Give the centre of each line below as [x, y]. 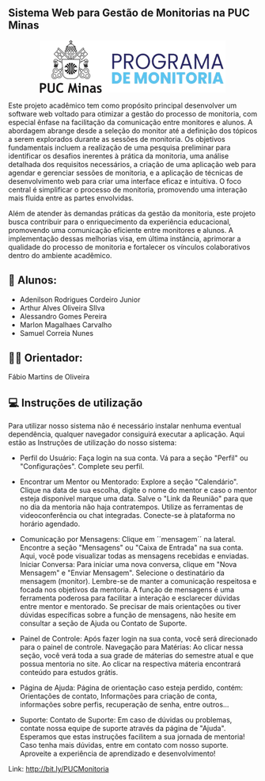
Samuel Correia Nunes [56, 333]
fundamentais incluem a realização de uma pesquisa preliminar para [119, 147]
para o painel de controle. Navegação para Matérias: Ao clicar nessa [131, 647]
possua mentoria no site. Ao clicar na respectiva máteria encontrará [130, 664]
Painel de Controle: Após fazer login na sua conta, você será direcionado [138, 639]
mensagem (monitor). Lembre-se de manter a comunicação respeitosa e [138, 581]
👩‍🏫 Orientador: [45, 358]
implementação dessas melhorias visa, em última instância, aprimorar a [125, 238]
